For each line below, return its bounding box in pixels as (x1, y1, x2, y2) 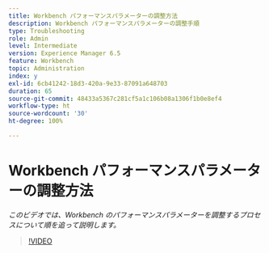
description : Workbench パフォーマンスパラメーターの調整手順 (8, 19, 200, 27)
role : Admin (8, 34, 48, 43)
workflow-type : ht (8, 102, 70, 110)
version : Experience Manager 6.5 (8, 49, 121, 57)
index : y (8, 72, 38, 80)
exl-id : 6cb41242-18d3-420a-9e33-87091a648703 (8, 79, 168, 87)
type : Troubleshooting (8, 27, 85, 35)
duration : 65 (8, 86, 53, 95)
